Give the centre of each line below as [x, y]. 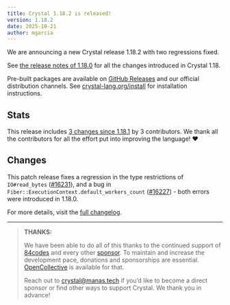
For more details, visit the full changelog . [64, 212]
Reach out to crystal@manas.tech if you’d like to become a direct [115, 280]
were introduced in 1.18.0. [43, 199]
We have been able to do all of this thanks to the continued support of [122, 245]
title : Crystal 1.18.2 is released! [59, 13]
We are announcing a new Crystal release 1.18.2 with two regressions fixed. [113, 52]
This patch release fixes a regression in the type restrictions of [95, 177]
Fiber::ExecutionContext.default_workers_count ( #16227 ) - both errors [108, 191]
